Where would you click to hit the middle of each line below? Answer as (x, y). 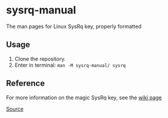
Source (15, 109)
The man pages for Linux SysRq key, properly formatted (74, 26)
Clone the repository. (40, 58)
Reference (26, 83)
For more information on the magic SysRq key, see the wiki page (84, 98)
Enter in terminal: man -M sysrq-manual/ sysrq (70, 65)
